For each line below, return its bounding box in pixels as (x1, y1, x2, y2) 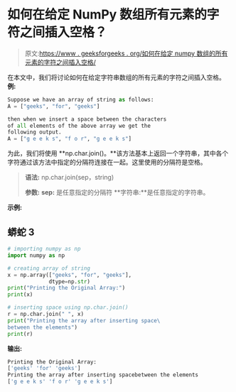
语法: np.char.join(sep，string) (24, 173, 114, 182)
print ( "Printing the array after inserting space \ (7, 317, 161, 324)
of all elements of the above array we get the (7, 122, 151, 129)
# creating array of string (7, 264, 91, 272)
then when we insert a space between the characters (7, 115, 167, 123)
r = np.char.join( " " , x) (7, 310, 84, 317)
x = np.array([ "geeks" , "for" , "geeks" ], (7, 271, 132, 278)
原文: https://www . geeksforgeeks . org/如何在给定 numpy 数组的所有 (24, 49, 228, 58)
